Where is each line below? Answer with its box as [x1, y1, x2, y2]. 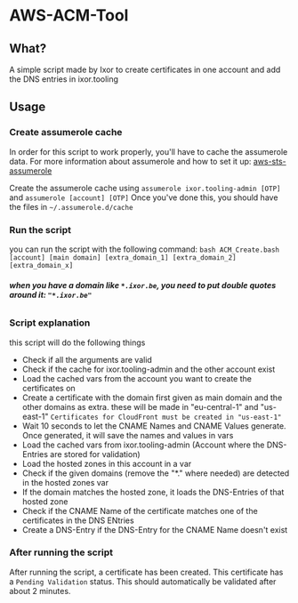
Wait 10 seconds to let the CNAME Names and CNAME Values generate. [21, 420, 286, 431]
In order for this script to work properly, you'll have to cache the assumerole [9, 146, 288, 157]
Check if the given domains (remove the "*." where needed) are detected [21, 468, 290, 478]
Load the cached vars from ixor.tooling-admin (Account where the [21, 439, 265, 450]
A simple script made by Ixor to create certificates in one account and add [9, 64, 281, 75]
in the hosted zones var [21, 477, 109, 487]
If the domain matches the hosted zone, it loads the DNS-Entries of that [21, 486, 285, 497]
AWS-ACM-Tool [9, 5, 129, 26]
